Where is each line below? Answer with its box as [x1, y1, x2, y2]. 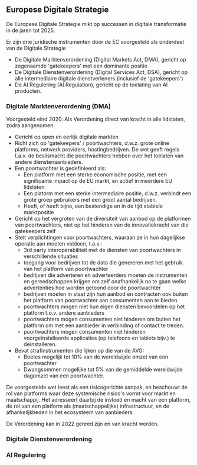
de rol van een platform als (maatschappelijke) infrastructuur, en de [6, 402, 170, 410]
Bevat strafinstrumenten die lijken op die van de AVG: [14, 347, 145, 354]
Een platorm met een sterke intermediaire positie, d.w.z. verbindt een [23, 190, 192, 197]
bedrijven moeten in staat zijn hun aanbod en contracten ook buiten [23, 290, 188, 298]
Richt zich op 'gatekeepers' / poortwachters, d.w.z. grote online [14, 140, 170, 147]
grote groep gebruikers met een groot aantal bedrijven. [23, 196, 157, 204]
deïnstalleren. [23, 341, 57, 348]
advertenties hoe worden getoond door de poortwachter [23, 284, 161, 292]
